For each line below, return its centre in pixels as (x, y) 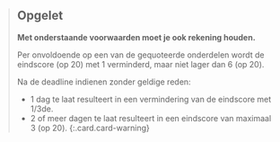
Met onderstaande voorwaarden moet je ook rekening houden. (136, 37)
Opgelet (40, 16)
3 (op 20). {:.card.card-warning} (90, 128)
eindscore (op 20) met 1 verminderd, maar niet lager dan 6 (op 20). (140, 64)
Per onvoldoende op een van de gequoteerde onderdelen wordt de (140, 55)
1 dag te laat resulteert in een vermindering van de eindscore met (151, 99)
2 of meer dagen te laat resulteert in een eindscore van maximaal (151, 118)
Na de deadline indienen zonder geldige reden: (104, 82)
